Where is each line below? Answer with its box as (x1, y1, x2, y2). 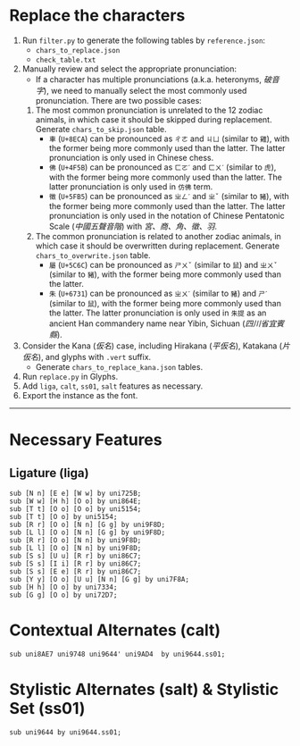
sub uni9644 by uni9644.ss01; (9, 727, 122, 737)
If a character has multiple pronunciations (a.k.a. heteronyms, (35, 73, 262, 85)
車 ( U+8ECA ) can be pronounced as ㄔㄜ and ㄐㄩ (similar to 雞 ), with (48, 133, 290, 144)
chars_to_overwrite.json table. (35, 249, 151, 260)
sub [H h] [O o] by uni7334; (9, 583, 118, 591)
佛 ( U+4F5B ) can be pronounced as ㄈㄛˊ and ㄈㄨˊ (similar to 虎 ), (48, 162, 277, 172)
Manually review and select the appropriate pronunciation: (21, 63, 237, 74)
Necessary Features (9, 430, 162, 450)
